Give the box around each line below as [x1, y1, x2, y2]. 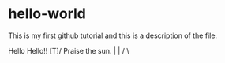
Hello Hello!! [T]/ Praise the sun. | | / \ [8, 46, 129, 55]
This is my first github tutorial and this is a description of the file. [8, 31, 218, 40]
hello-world [8, 5, 87, 23]
